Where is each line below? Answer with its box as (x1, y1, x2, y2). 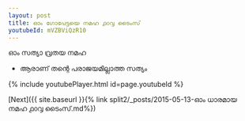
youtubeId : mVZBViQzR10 (8, 26, 87, 34)
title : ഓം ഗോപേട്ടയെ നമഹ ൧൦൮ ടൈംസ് (8, 19, 141, 27)
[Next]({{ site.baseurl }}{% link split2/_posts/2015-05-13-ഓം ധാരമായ (8, 95, 237, 104)
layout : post (8, 11, 51, 20)
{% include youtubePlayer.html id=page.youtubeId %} (8, 80, 184, 89)
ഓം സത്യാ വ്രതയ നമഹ (8, 48, 87, 58)
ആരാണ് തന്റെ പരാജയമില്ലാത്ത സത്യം (19, 64, 148, 74)
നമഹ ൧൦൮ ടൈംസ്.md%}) (8, 104, 96, 113)
